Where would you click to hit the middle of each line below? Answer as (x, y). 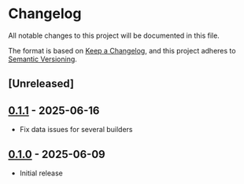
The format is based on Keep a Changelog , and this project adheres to (122, 50)
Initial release (41, 173)
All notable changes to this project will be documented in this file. (114, 35)
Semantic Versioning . (43, 59)
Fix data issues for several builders (76, 130)
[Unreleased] (41, 84)
